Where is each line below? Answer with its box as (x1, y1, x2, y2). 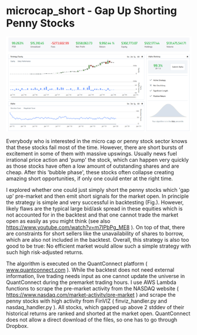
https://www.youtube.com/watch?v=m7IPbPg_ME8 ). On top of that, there (6, 224, 185, 231)
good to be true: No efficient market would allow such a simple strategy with (6, 242, 191, 250)
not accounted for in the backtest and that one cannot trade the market (6, 211, 178, 218)
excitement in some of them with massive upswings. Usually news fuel (6, 150, 178, 157)
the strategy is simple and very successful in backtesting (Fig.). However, (6, 199, 184, 206)
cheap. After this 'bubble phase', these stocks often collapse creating (6, 169, 175, 176)
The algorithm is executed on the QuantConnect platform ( (6, 260, 148, 268)
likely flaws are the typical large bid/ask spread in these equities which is (6, 205, 183, 212)
